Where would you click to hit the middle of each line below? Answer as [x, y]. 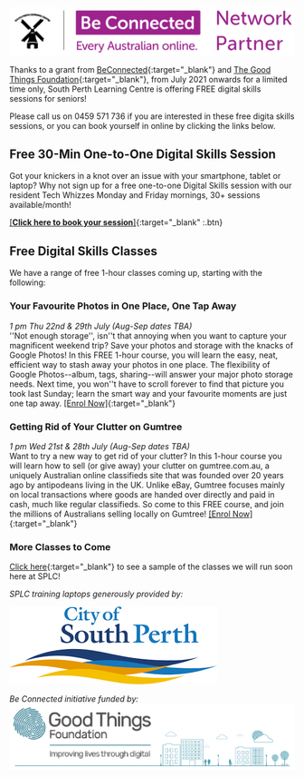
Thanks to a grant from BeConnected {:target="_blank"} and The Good [140, 69]
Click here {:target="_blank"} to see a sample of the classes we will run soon [151, 567]
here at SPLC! [35, 576]
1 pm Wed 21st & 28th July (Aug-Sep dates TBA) [100, 446]
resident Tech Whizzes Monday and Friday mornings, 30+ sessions [135, 195]
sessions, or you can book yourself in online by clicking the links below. [142, 125]
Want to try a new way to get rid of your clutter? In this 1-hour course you [146, 456]
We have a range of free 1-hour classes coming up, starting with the [136, 273]
